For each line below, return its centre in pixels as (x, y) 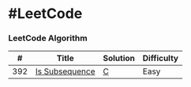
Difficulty (161, 58)
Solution (119, 58)
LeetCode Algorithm (48, 38)
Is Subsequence (65, 71)
